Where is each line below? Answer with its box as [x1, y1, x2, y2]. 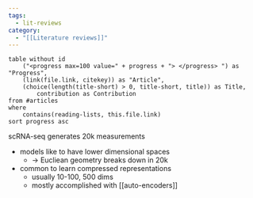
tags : [8, 11, 26, 20]
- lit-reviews [15, 19, 62, 27]
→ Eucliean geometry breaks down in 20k [31, 155, 168, 165]
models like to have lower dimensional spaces [19, 147, 171, 157]
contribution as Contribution [36, 90, 136, 98]
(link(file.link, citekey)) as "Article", [22, 76, 165, 84]
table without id [8, 55, 66, 63]
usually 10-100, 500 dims [31, 172, 113, 182]
